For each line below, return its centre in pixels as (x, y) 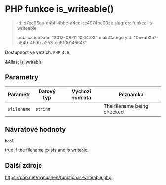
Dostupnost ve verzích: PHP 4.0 (37, 52)
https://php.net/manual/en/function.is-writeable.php (58, 177)
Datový (47, 91)
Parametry (22, 77)
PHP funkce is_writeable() (59, 9)
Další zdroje (24, 166)
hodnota (81, 97)
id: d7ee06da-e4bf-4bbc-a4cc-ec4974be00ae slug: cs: (74, 23)
